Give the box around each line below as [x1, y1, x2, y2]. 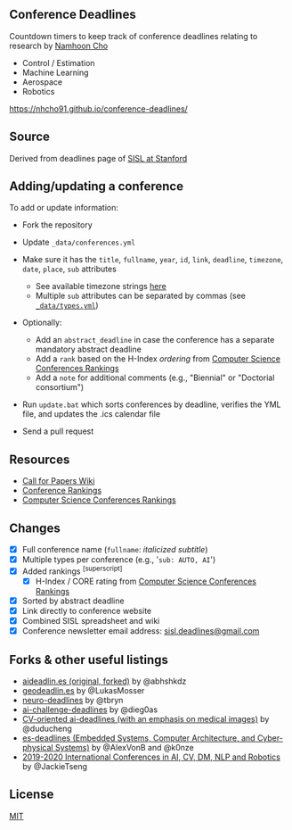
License [9, 787, 54, 802]
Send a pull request [21, 426, 94, 436]
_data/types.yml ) [35, 300, 100, 311]
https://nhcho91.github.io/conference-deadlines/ [9, 103, 189, 114]
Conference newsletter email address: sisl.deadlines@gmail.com [21, 626, 260, 636]
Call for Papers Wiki [21, 476, 95, 486]
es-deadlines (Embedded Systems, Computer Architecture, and [21, 733, 255, 743]
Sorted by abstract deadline [21, 595, 125, 606]
